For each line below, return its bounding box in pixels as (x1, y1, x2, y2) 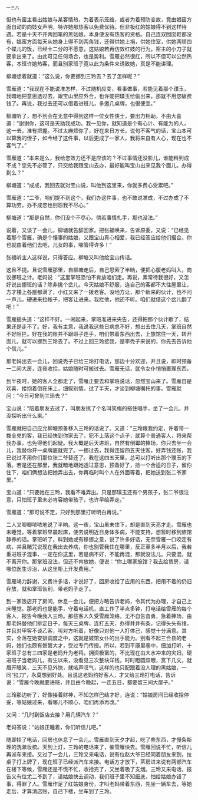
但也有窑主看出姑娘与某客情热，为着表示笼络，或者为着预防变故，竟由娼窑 (6, 16, 187, 23)
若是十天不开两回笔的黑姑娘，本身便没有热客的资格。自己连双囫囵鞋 (16, 31, 181, 38)
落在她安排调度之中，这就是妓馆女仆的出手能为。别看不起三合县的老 (21, 634, 187, 642)
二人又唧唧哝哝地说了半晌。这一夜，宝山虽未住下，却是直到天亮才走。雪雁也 (6, 521, 192, 528)
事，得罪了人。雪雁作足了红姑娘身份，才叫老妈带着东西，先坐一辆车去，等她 (6, 781, 192, 787)
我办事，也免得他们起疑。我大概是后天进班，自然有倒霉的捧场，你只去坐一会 (6, 439, 192, 446)
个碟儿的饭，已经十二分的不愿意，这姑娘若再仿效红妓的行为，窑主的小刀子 (6, 45, 187, 52)
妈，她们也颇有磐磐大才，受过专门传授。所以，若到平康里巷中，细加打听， (6, 642, 187, 649)
